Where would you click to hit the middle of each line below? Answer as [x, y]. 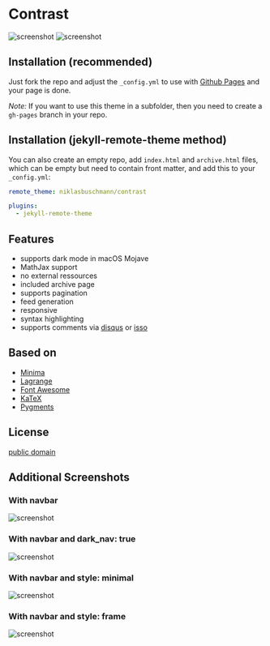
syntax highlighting [52, 319]
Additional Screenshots [69, 478]
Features [31, 239]
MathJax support [49, 267]
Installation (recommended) [80, 62]
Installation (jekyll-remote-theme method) [118, 140]
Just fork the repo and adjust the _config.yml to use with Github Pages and [134, 81]
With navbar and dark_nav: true [72, 539]
